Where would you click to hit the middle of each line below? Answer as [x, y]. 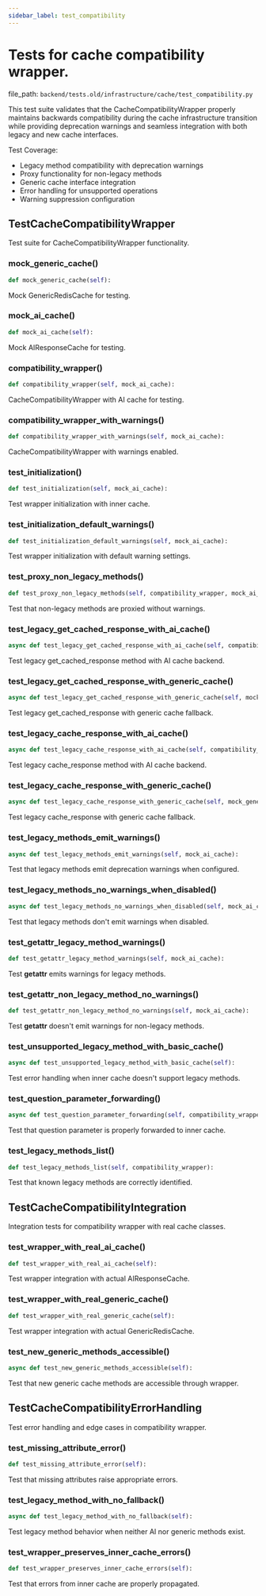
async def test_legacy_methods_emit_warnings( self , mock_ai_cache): [123, 854]
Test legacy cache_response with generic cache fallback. [102, 817]
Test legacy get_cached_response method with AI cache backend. [116, 661]
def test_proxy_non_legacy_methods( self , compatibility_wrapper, [118, 593]
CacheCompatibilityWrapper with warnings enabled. [93, 452]
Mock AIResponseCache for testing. [67, 347]
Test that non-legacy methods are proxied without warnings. [107, 608]
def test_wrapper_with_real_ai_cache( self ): [83, 1263]
